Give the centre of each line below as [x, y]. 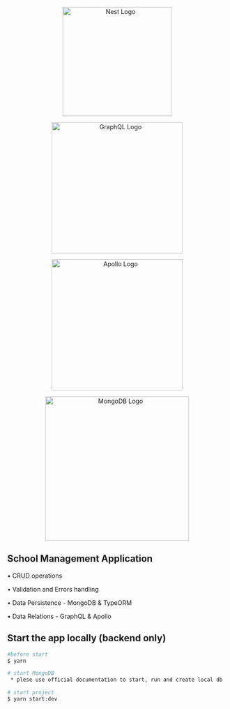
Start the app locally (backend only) [87, 638]
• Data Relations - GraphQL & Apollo [59, 616]
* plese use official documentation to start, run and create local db [116, 680]
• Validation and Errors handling [53, 589]
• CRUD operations [35, 576]
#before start [28, 654]
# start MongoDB [31, 673]
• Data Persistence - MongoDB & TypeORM [70, 602]
